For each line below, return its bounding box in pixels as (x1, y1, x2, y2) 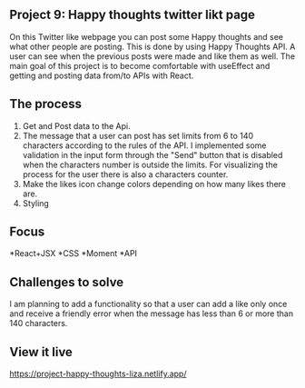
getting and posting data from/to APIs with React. (9, 70, 194, 81)
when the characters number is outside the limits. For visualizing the (22, 159, 279, 170)
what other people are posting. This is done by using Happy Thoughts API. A (9, 41, 296, 52)
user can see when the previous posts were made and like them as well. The (9, 50, 296, 62)
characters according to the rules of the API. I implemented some (22, 140, 267, 151)
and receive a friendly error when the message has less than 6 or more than (9, 308, 293, 319)
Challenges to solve (9, 274, 124, 290)
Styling (22, 197, 50, 208)
